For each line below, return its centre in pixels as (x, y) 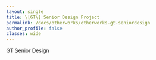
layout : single (25, 12)
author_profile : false (34, 28)
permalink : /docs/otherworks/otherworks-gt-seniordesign (78, 23)
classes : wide (24, 34)
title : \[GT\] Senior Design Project (53, 17)
